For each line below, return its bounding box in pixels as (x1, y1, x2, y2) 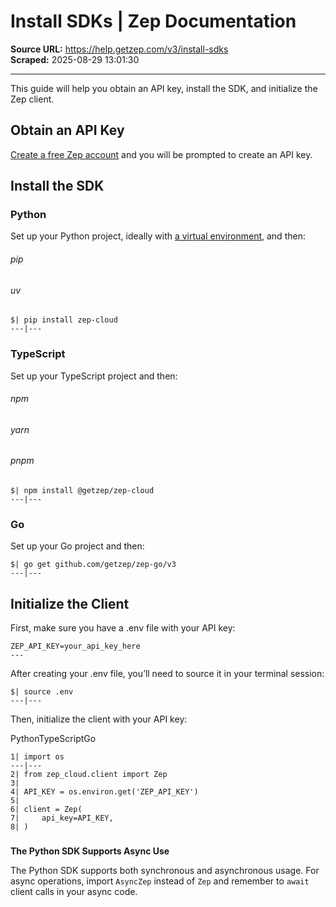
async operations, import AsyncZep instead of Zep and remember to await (10, 875, 310, 887)
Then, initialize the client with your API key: (10, 713, 188, 725)
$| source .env (10, 687, 74, 697)
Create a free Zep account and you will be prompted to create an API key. (10, 148, 313, 160)
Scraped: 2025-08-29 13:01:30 (10, 53, 140, 65)
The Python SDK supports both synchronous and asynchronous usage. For (10, 865, 320, 877)
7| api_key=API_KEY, (10, 813, 114, 824)
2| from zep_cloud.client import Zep (10, 770, 168, 780)
